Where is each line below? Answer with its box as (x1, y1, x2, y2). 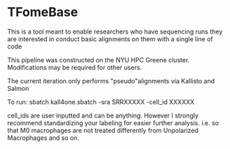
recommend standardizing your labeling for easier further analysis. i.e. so (7, 118, 219, 127)
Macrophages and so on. (7, 134, 79, 142)
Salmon (7, 84, 29, 92)
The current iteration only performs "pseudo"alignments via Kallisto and (7, 76, 215, 85)
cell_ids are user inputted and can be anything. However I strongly (7, 111, 198, 120)
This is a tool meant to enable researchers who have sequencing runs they (7, 27, 223, 36)
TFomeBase (7, 4, 79, 20)
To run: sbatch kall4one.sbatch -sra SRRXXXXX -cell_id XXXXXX (7, 97, 195, 106)
